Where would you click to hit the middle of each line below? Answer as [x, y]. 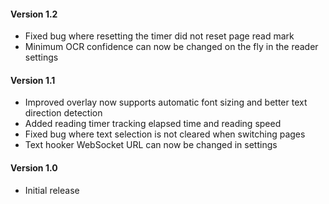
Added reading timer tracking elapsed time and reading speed [153, 124]
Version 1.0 [34, 168]
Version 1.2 [34, 14]
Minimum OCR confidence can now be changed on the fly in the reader [171, 47]
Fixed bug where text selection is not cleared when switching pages [165, 134]
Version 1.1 [33, 80]
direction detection [63, 113]
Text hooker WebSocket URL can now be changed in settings [151, 145]
